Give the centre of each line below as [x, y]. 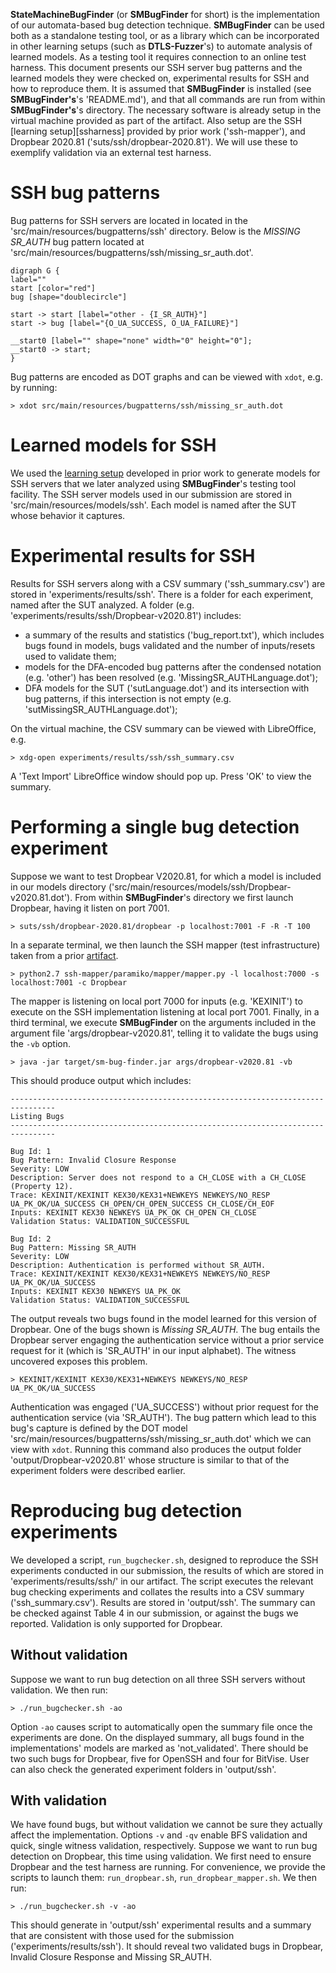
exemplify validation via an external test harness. [111, 152]
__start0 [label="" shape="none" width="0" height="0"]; [131, 340]
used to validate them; [70, 656]
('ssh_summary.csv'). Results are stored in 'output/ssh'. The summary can [163, 1602]
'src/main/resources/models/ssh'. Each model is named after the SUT [153, 505]
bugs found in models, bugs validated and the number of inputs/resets [170, 645]
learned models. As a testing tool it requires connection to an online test [158, 57]
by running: [34, 387]
